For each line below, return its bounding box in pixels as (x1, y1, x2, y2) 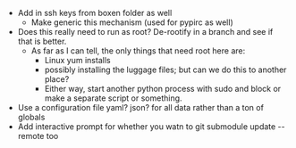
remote (17, 131, 45, 141)
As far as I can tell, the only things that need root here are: (30, 45, 246, 56)
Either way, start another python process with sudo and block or (44, 84, 282, 94)
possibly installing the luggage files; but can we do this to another (44, 64, 287, 75)
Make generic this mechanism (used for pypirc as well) (30, 17, 234, 28)
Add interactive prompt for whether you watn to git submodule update (17, 121, 276, 132)
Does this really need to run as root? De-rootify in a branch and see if (17, 27, 274, 37)
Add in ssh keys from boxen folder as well (17, 8, 173, 18)
